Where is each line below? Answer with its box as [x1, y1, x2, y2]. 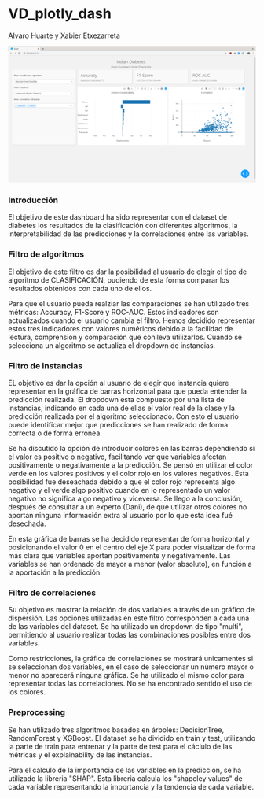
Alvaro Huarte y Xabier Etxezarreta [8, 31, 120, 40]
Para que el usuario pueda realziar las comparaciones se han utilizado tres [8, 298, 250, 308]
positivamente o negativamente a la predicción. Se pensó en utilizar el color [8, 460, 254, 469]
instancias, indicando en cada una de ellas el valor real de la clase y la [8, 403, 236, 412]
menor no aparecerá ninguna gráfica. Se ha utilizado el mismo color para [8, 671, 244, 680]
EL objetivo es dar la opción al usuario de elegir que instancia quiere [8, 378, 229, 387]
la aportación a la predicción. [8, 568, 102, 577]
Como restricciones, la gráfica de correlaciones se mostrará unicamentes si [8, 654, 254, 664]
